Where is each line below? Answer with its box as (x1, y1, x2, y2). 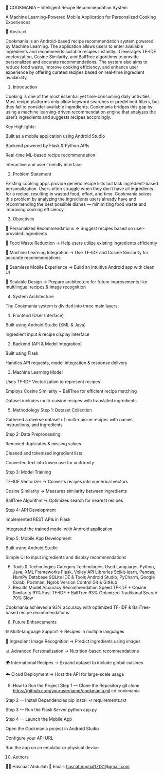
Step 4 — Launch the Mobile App (5, 716, 72, 722)
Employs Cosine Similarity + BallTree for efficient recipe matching (5, 388, 137, 394)
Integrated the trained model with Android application (5, 526, 113, 532)
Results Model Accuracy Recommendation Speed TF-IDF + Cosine (12, 584, 146, 590)
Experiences (5, 20, 31, 25)
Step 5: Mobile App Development (5, 536, 72, 541)
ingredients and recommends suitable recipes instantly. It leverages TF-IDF (5, 49, 156, 54)
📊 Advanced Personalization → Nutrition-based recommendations (5, 648, 139, 654)
